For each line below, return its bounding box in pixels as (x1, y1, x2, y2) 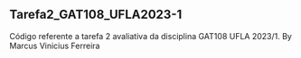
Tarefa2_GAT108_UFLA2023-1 (9, 7, 183, 22)
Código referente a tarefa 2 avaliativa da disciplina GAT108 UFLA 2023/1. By (9, 30, 292, 41)
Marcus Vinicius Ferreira (9, 40, 100, 51)
